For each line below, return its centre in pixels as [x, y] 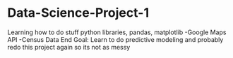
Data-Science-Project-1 [78, 13]
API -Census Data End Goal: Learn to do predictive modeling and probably [115, 39]
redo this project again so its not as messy [69, 47]
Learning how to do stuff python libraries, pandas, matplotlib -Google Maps [117, 32]
